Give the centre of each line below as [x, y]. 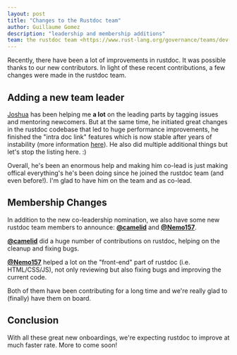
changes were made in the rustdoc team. [67, 76]
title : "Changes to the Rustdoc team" [64, 20]
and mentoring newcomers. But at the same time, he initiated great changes [117, 121]
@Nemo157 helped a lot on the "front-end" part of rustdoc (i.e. [99, 262]
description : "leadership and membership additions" [86, 34]
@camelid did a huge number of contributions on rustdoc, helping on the [114, 241]
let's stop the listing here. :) [47, 152]
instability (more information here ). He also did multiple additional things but [117, 144]
